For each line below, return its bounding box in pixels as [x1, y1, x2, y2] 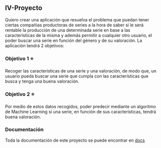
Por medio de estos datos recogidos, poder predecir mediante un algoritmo [5, 104, 156, 110]
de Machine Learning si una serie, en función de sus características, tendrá [5, 109, 157, 115]
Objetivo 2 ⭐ [5, 91, 35, 98]
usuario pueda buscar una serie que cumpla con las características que [5, 73, 149, 79]
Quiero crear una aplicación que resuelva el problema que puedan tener [5, 17, 149, 22]
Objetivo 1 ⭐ [5, 55, 34, 62]
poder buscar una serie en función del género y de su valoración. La [5, 37, 143, 43]
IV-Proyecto [5, 4, 42, 12]
